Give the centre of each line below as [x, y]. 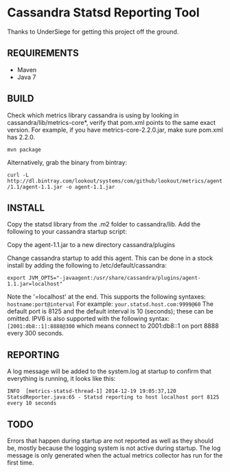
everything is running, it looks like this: [61, 379]
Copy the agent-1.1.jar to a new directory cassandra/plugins [91, 245]
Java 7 [26, 77]
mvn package [24, 150]
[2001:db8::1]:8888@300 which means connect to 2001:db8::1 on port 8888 [113, 326]
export [16, 278]
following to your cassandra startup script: [67, 232]
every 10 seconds [32, 403]
